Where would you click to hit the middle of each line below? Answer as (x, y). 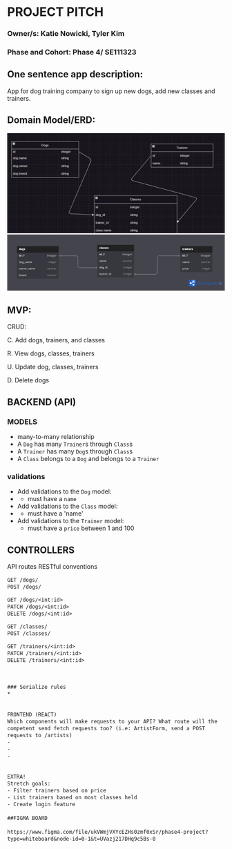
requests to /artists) (40, 736)
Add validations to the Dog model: (64, 491)
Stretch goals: (29, 784)
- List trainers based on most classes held (72, 798)
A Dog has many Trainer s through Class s (75, 444)
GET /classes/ (28, 627)
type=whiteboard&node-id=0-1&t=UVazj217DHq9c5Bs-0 (81, 839)
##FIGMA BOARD (28, 819)
